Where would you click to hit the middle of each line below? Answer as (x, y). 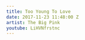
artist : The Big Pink (33, 22)
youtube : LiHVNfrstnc (33, 28)
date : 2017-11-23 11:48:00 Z (42, 17)
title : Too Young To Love (38, 11)
